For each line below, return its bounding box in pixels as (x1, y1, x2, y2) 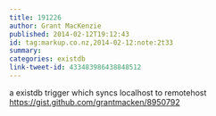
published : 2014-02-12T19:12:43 (9, 29, 129, 38)
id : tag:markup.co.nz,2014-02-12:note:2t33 (9, 37, 174, 47)
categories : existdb (9, 54, 87, 63)
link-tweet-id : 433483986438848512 (9, 63, 142, 72)
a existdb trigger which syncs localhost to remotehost (9, 87, 207, 98)
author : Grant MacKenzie (9, 21, 102, 30)
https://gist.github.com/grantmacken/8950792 (9, 96, 180, 107)
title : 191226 (9, 12, 62, 22)
